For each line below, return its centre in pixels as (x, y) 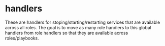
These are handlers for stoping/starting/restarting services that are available (82, 22)
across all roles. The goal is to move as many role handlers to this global (78, 27)
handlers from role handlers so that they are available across (66, 33)
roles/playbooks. (22, 38)
